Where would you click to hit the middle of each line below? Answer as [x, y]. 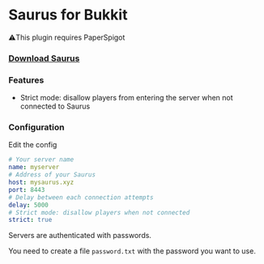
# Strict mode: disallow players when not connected [99, 212]
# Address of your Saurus [52, 175]
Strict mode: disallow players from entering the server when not [126, 98]
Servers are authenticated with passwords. [80, 236]
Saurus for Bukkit [68, 15]
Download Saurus [44, 58]
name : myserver [34, 168]
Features [26, 80]
